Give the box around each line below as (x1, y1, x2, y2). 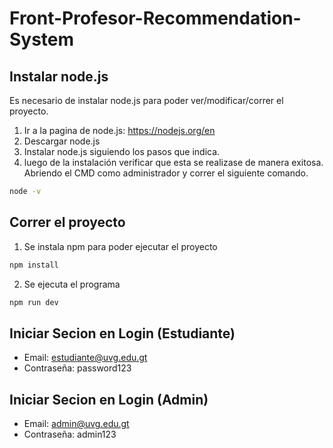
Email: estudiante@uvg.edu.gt (23, 352, 148, 364)
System (9, 28, 75, 51)
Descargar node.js (23, 135, 101, 147)
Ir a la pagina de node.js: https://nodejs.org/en (23, 125, 216, 136)
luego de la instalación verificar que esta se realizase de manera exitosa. (23, 157, 324, 168)
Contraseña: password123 (23, 362, 132, 374)
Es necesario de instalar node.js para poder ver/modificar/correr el (9, 95, 284, 106)
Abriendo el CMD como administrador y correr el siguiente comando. (23, 167, 309, 179)
